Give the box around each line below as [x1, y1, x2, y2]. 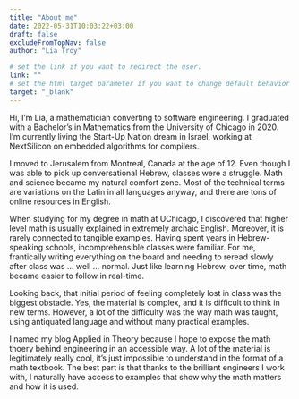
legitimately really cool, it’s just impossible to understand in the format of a [9, 352, 284, 363]
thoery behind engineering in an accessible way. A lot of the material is [9, 343, 271, 353]
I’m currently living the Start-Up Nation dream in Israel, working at [9, 131, 252, 141]
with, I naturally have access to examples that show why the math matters [9, 371, 282, 382]
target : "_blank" [9, 87, 74, 97]
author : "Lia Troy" [9, 47, 82, 55]
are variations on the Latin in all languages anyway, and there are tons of [9, 186, 278, 197]
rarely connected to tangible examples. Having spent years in [9, 232, 235, 242]
